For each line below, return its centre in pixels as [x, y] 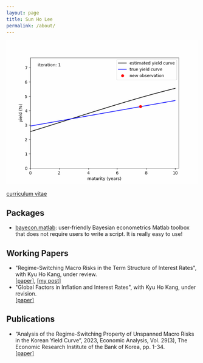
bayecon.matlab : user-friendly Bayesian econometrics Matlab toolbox [102, 227]
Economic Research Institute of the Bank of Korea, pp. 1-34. [90, 347]
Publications [31, 319]
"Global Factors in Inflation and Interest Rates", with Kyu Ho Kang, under [105, 287]
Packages [25, 213]
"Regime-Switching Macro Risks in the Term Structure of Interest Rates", [106, 268]
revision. [26, 294]
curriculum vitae [27, 194]
